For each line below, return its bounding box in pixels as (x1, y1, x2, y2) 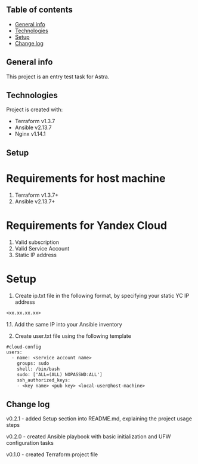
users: (6, 349, 23, 355)
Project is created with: (6, 106, 63, 113)
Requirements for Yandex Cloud (6, 218, 168, 232)
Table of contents (6, 5, 73, 15)
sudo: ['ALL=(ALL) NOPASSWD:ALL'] (17, 371, 103, 377)
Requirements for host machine (6, 172, 166, 185)
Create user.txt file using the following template (14, 332, 131, 340)
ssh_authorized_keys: (17, 377, 70, 383)
